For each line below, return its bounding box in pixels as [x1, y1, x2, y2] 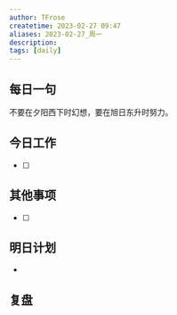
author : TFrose [9, 12, 66, 22]
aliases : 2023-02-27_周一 [9, 29, 102, 38]
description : [9, 37, 58, 47]
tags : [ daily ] [9, 46, 62, 55]
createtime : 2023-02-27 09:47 [9, 21, 122, 30]
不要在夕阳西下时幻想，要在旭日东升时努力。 [9, 106, 173, 117]
